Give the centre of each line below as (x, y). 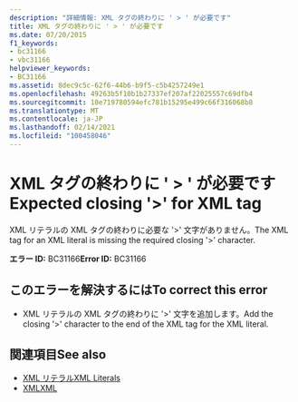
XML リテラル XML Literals (71, 378)
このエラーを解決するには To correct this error (139, 290)
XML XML (40, 388)
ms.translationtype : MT (54, 111)
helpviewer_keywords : (50, 69)
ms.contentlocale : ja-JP (56, 119)
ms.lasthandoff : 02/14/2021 (62, 128)
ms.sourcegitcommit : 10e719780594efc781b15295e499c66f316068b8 (131, 102)
